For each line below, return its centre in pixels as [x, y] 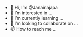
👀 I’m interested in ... [31, 13]
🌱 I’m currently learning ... [37, 18]
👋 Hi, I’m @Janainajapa [34, 8]
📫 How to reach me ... [33, 29]
